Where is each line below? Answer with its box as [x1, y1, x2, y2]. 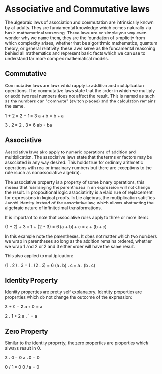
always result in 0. [5, 345, 41, 351]
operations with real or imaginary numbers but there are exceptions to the [5, 164, 152, 170]
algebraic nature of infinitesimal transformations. [5, 205, 102, 211]
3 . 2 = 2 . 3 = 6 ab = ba [5, 122, 52, 128]
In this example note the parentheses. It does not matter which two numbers [5, 233, 157, 239]
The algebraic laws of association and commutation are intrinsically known [5, 19, 154, 25]
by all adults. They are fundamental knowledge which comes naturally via [5, 24, 151, 30]
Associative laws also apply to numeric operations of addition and [5, 149, 136, 155]
